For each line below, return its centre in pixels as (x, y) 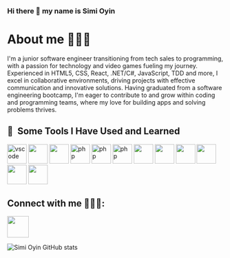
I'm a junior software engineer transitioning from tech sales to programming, (115, 58)
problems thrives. (32, 109)
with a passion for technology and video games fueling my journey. (103, 65)
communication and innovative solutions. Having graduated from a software (115, 87)
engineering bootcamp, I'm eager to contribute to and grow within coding (111, 95)
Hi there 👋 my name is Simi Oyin (61, 11)
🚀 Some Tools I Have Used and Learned (94, 131)
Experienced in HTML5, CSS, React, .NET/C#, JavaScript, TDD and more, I (113, 73)
